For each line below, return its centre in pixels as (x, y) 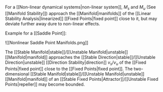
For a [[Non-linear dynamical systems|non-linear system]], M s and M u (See (81, 8)
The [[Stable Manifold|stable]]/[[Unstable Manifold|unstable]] (66, 52)
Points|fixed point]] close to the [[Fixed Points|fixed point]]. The (69, 69)
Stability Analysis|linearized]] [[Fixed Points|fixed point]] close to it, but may (81, 18)
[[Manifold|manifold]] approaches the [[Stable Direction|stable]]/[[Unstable (80, 57)
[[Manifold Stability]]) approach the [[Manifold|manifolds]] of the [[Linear (78, 13)
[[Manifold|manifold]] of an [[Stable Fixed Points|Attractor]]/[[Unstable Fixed (82, 79)
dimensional (17, 74)
